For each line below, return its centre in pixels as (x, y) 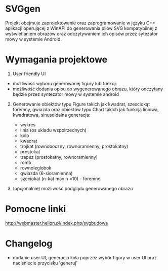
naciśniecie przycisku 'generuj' (45, 263)
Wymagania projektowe (56, 60)
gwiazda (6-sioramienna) (46, 173)
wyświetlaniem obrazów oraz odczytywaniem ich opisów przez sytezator (82, 33)
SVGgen (23, 9)
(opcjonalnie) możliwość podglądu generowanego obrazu (73, 188)
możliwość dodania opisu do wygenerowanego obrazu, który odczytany (88, 89)
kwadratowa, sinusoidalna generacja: (51, 115)
